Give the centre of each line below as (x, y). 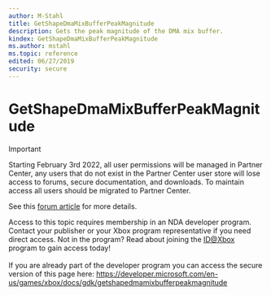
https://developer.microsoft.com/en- (157, 274)
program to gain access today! (60, 248)
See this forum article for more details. (73, 206)
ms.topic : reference (44, 54)
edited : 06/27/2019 (42, 62)
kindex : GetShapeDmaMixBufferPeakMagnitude (83, 39)
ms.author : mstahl (39, 46)
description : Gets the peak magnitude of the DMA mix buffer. (116, 31)
